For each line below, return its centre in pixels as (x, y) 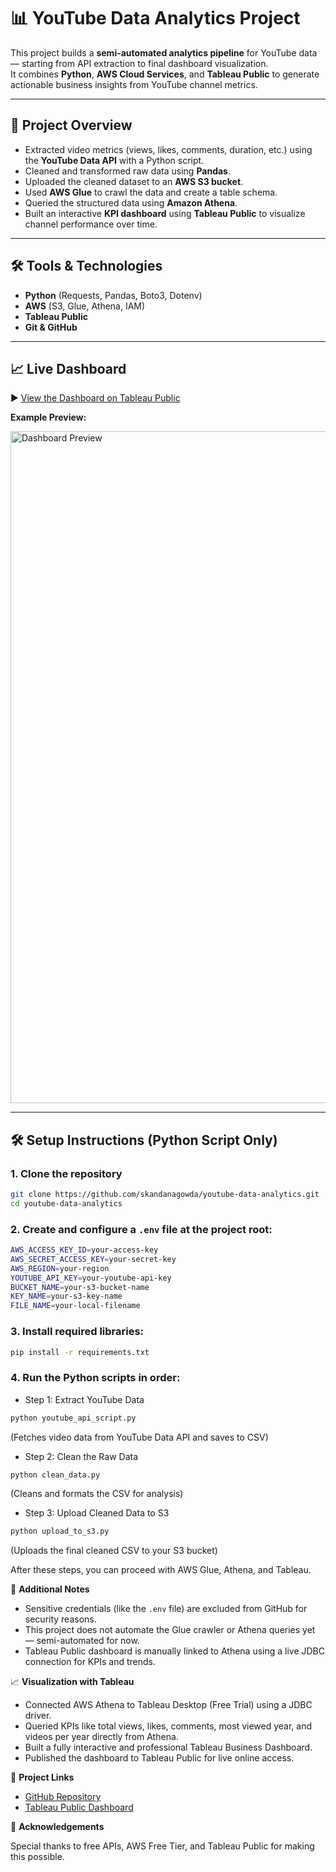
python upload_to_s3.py (60, 1531)
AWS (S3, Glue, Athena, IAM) (85, 306)
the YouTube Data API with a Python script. (114, 160)
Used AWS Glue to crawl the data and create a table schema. (151, 192)
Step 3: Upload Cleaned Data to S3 (97, 1513)
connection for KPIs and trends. (90, 1662)
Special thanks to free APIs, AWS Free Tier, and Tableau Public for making (162, 1846)
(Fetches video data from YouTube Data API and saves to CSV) (139, 1437)
